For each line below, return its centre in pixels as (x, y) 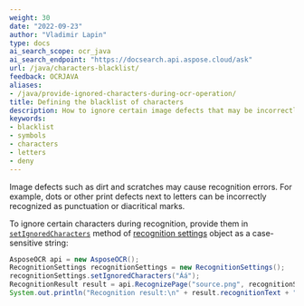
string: (57, 243)
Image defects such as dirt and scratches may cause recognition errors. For (151, 186)
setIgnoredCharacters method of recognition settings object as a (130, 233)
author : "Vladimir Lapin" (58, 34)
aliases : (26, 85)
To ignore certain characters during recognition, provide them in (129, 224)
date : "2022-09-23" (46, 26)
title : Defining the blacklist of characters (96, 102)
